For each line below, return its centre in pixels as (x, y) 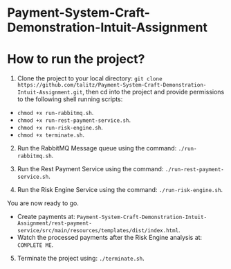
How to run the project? (76, 59)
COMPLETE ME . (35, 245)
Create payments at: (46, 217)
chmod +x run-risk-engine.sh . (60, 128)
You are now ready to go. (43, 203)
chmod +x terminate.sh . (51, 135)
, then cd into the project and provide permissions (154, 92)
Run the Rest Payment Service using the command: (90, 169)
